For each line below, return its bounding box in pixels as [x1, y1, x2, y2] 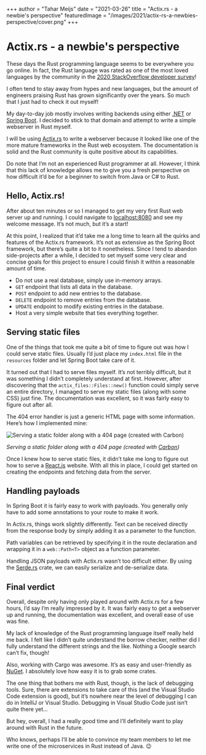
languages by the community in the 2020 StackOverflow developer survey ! [6, 73, 197, 80]
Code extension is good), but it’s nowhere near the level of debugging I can [6, 692, 197, 700]
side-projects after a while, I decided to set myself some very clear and [6, 251, 187, 259]
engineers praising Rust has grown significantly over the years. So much [6, 92, 190, 99]
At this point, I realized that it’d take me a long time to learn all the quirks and [6, 232, 200, 239]
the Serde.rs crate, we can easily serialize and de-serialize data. [6, 564, 169, 571]
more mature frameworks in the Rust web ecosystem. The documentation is [6, 141, 199, 149]
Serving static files [6, 327, 81, 337]
